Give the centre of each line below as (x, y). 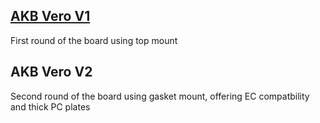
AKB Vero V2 (51, 72)
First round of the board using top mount (94, 40)
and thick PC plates (50, 106)
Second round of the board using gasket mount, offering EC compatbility (160, 96)
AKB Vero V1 (50, 16)
